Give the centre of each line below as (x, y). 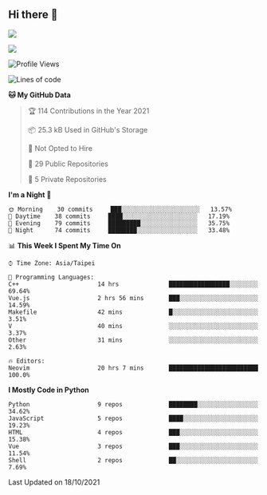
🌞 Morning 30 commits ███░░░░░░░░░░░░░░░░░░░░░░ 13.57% (120, 209)
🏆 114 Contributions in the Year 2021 (88, 111)
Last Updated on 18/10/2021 (54, 482)
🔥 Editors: (27, 361)
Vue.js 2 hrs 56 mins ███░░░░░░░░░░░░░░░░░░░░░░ (133, 298)
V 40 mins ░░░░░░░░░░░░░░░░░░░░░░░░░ (133, 326)
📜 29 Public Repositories (68, 164)
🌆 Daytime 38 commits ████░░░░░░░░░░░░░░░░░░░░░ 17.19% (119, 216)
